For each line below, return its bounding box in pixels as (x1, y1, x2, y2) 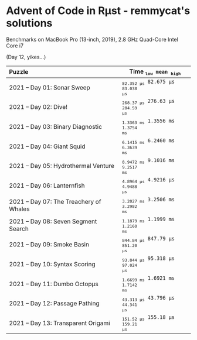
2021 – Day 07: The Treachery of (9, 197, 101, 205)
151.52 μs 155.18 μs (122, 314, 175, 322)
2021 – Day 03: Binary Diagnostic (9, 122, 103, 130)
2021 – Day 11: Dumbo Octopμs (9, 280, 98, 288)
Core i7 (6, 42, 24, 49)
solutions (6, 16, 53, 30)
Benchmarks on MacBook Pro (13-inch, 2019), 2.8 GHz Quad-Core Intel (6, 36, 179, 43)
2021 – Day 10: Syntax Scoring (9, 260, 96, 268)
